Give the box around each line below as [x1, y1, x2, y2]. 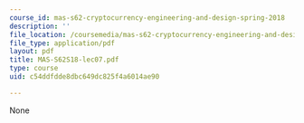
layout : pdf [9, 47, 54, 56]
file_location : [9, 30, 67, 39]
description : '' [9, 22, 71, 31]
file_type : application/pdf [9, 38, 116, 48]
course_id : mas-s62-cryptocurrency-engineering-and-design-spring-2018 [9, 13, 285, 23]
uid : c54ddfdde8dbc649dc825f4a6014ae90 [9, 72, 160, 81]
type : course [9, 64, 59, 73]
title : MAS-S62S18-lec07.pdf [9, 55, 119, 64]
